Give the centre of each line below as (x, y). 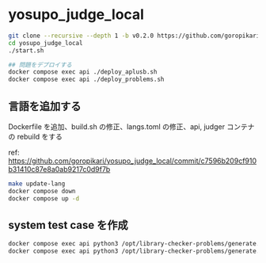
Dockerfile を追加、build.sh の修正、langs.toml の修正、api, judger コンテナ (131, 127)
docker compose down (42, 191)
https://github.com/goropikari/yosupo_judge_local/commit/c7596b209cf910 (133, 161)
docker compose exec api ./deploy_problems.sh (86, 80)
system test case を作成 (68, 225)
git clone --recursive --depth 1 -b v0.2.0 (81, 36)
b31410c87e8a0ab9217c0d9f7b (59, 169)
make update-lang (37, 184)
